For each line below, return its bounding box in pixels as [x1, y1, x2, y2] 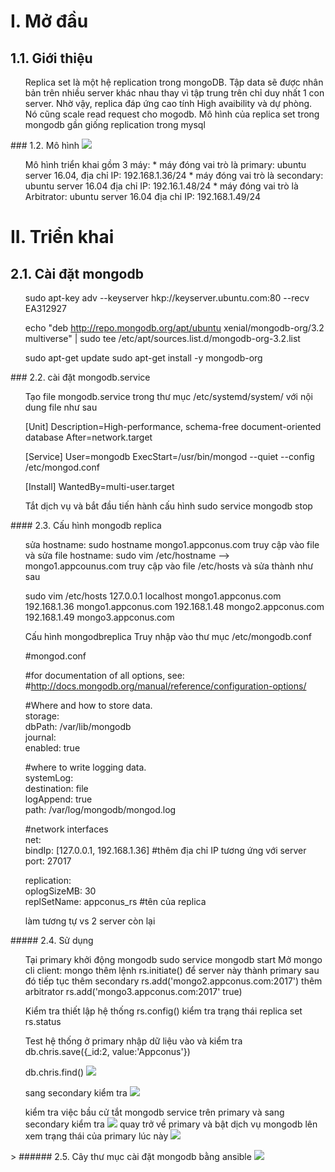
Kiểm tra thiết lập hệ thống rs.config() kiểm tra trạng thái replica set [24, 1005, 303, 1017]
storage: [24, 710, 60, 722]
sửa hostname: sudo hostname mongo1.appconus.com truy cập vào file [24, 539, 320, 550]
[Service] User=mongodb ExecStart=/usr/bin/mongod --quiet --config [24, 451, 315, 462]
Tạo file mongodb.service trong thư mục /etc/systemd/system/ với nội [24, 391, 313, 402]
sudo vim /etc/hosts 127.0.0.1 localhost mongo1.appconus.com [24, 590, 282, 602]
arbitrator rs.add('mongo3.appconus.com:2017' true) [24, 986, 243, 997]
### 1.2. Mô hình [10, 140, 80, 151]
